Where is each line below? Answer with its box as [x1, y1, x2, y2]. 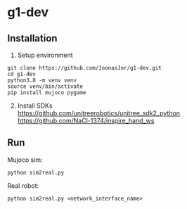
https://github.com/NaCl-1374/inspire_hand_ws [17, 117, 155, 125]
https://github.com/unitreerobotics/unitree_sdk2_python [17, 109, 181, 117]
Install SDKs [17, 101, 53, 110]
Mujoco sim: [7, 156, 44, 164]
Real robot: [7, 181, 39, 190]
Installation [7, 32, 58, 44]
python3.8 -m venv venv [7, 77, 77, 84]
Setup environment [17, 51, 73, 59]
